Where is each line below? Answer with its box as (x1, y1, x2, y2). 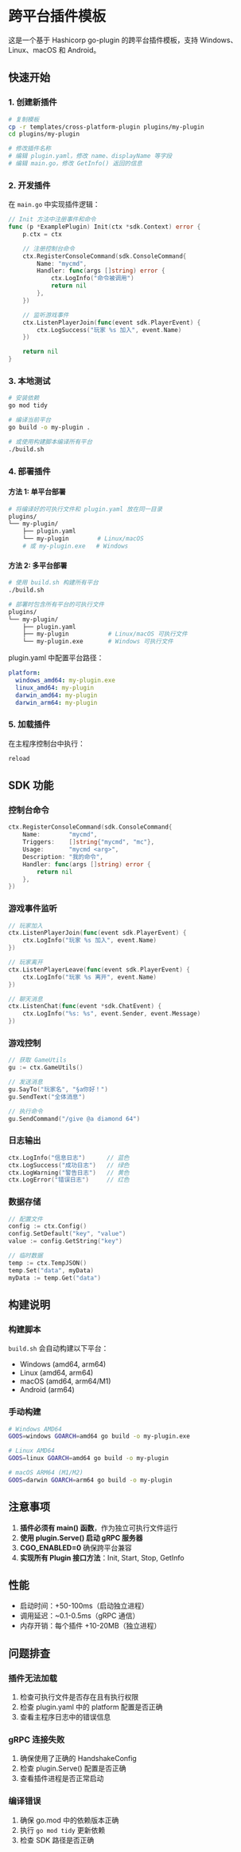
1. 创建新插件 (8, 97, 57, 108)
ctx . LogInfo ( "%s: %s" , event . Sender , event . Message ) (22, 1010, 201, 1018)
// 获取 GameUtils (8, 1056, 67, 1064)
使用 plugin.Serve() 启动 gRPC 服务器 (19, 1533, 143, 1542)
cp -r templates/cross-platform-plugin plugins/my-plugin (8, 123, 204, 131)
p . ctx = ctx (22, 230, 62, 238)
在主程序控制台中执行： (8, 738, 85, 748)
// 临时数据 (8, 1252, 44, 1260)
